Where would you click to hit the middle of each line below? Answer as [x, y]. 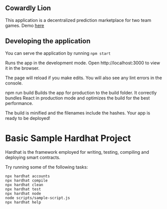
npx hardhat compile [27, 180]
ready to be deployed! [28, 118]
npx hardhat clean [24, 185]
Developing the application [48, 41]
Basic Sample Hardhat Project [68, 138]
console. [14, 83]
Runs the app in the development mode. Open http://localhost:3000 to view [83, 63]
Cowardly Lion [28, 8]
